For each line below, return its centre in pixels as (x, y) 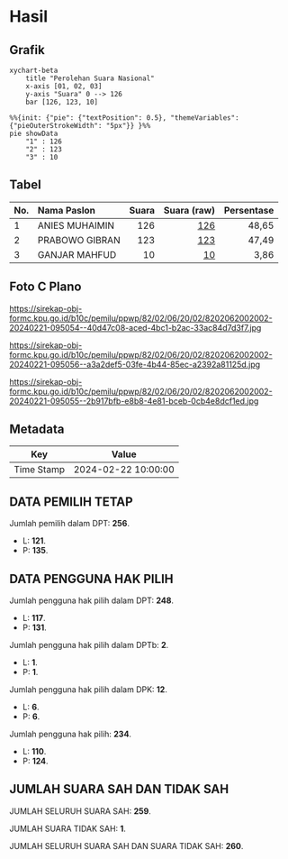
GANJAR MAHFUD (77, 254)
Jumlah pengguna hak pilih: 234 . (71, 734)
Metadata (37, 429)
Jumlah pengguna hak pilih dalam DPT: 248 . (91, 600)
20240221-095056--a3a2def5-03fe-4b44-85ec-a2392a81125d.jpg (135, 364)
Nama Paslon (67, 210)
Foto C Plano (45, 287)
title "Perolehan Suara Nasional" (90, 78)
